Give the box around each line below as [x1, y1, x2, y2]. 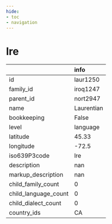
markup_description [9, 171, 64, 179]
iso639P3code [9, 151, 50, 160]
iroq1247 [74, 85, 100, 94]
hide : [6, 8, 19, 15]
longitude [9, 142, 35, 150]
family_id [9, 85, 33, 94]
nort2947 [74, 95, 100, 103]
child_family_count [9, 180, 59, 188]
